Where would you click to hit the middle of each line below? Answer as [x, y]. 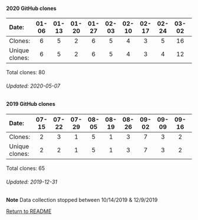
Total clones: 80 [26, 72]
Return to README [29, 211]
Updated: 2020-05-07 [33, 86]
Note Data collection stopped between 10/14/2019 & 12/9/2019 [82, 200]
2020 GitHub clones [32, 8]
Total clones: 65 [26, 168]
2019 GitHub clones [31, 104]
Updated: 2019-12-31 [32, 182]
